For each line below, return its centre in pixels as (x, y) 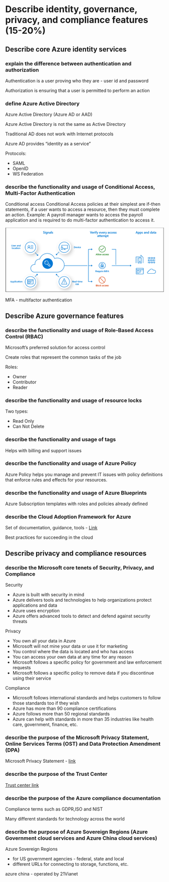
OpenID (20, 169)
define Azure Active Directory (43, 103)
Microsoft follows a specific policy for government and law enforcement (87, 662)
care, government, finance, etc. (45, 725)
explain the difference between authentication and (68, 63)
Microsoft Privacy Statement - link (40, 761)
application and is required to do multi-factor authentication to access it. (80, 220)
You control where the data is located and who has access (73, 652)
